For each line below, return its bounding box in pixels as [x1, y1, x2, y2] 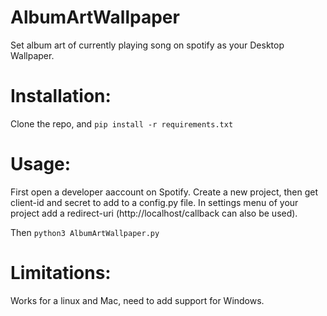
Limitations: [10, 262, 112, 284]
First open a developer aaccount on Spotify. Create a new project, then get [10, 186, 319, 198]
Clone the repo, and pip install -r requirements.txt [10, 117, 234, 130]
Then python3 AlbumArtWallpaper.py [10, 226, 160, 238]
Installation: [10, 85, 112, 108]
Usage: [10, 153, 72, 176]
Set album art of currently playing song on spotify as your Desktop [10, 39, 285, 51]
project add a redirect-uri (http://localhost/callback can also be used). [10, 207, 298, 219]
